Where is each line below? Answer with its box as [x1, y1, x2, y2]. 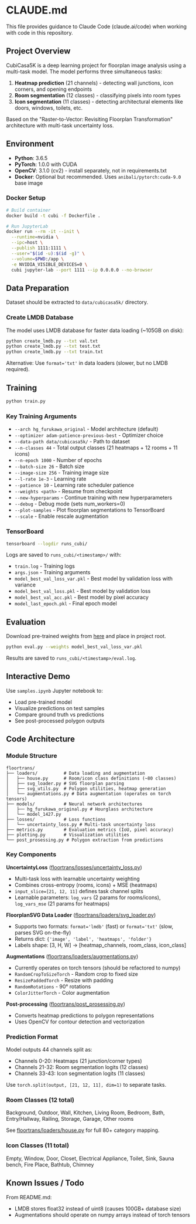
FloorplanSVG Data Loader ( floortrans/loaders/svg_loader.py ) [6, 911, 156, 918]
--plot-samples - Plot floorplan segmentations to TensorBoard [14, 507, 165, 514]
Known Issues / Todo [6, 1178, 84, 1188]
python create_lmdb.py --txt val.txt [6, 338, 98, 344]
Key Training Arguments [6, 412, 77, 420]
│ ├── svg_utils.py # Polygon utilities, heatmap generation [6, 785, 166, 792]
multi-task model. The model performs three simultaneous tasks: [6, 68, 163, 75]
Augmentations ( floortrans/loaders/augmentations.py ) [6, 952, 139, 959]
